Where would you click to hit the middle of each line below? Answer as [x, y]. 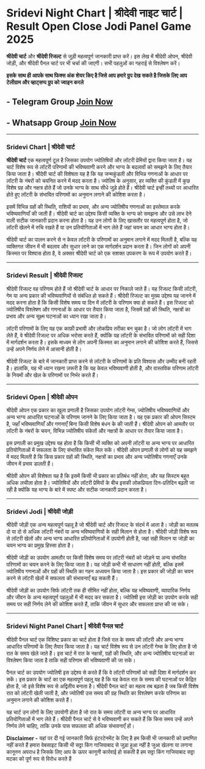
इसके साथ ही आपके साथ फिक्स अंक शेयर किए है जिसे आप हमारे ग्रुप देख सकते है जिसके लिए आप [97, 75]
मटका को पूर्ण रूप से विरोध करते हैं [39, 759]
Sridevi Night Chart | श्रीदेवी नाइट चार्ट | [95, 13]
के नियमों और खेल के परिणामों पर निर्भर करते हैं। [52, 375]
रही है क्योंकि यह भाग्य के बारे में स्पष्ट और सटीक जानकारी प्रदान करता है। [77, 490]
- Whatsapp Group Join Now [62, 122]
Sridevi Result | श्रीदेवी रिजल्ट [45, 275]
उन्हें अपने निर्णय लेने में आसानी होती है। [44, 349]
